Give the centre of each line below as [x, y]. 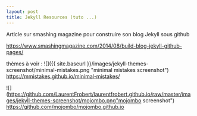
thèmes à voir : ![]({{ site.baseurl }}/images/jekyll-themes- [77, 64]
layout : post [22, 12]
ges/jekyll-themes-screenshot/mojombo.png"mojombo [74, 100]
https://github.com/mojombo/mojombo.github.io [65, 106]
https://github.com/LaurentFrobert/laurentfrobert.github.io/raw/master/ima [99, 94]
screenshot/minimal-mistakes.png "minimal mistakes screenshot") [87, 70]
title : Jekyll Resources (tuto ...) [51, 17]
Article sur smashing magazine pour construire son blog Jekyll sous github [98, 34]
